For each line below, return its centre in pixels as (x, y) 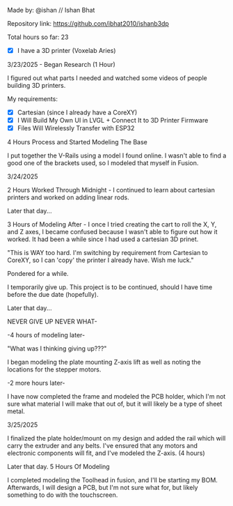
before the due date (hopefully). (53, 295)
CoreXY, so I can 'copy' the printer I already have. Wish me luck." (101, 260)
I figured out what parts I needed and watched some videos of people (107, 78)
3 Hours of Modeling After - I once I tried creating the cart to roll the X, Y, (112, 224)
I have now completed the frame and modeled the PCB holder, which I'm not (116, 397)
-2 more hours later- (36, 383)
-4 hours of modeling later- (46, 335)
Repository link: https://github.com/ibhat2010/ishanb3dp (88, 23)
